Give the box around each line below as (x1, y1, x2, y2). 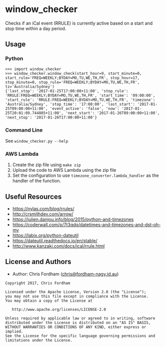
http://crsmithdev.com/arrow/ (12, 211, 73, 217)
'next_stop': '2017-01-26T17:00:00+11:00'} (5, 114, 97, 120)
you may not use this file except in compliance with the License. (5, 294, 149, 299)
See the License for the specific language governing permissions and (5, 333, 155, 338)
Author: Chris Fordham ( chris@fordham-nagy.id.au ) (12, 271, 119, 277)
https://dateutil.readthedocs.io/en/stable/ (12, 238, 97, 244)
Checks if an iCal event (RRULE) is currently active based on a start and (5, 20, 153, 26)
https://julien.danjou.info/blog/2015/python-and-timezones (12, 216, 134, 222)
